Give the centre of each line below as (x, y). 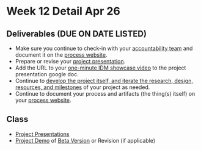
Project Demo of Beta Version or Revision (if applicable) (85, 140)
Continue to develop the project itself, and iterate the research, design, (104, 81)
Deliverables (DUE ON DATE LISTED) (76, 34)
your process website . (43, 100)
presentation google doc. (47, 74)
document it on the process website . (61, 55)
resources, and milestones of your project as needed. (82, 87)
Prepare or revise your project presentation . (70, 61)
